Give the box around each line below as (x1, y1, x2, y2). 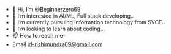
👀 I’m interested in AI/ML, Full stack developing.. (12, 12, 134, 19)
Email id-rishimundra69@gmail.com (12, 41, 103, 48)
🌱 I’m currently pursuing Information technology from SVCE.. (12, 19, 165, 25)
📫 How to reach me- (12, 32, 66, 39)
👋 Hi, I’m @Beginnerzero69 (12, 6, 81, 13)
